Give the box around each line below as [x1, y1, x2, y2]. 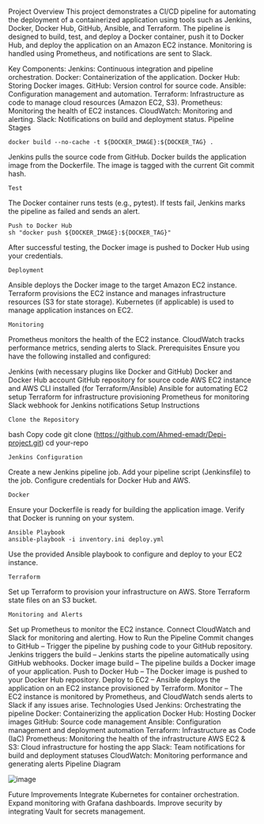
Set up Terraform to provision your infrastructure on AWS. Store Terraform [8, 587, 251, 596]
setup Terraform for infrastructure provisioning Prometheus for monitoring [8, 392, 250, 401]
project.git [8, 439, 42, 447]
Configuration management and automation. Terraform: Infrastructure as [8, 89, 245, 98]
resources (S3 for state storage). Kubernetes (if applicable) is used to [8, 297, 235, 306]
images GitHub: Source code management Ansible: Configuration [8, 717, 221, 727]
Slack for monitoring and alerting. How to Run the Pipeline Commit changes [8, 633, 255, 642]
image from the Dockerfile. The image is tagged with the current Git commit [8, 161, 255, 169]
